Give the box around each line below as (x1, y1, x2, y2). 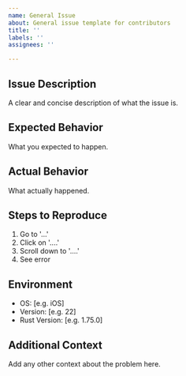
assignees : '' (8, 41, 55, 49)
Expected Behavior (8, 121, 104, 134)
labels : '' (8, 33, 44, 42)
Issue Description (8, 77, 97, 91)
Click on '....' (19, 238, 60, 247)
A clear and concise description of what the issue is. (8, 98, 179, 107)
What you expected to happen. (8, 141, 109, 151)
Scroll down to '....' (19, 246, 80, 256)
